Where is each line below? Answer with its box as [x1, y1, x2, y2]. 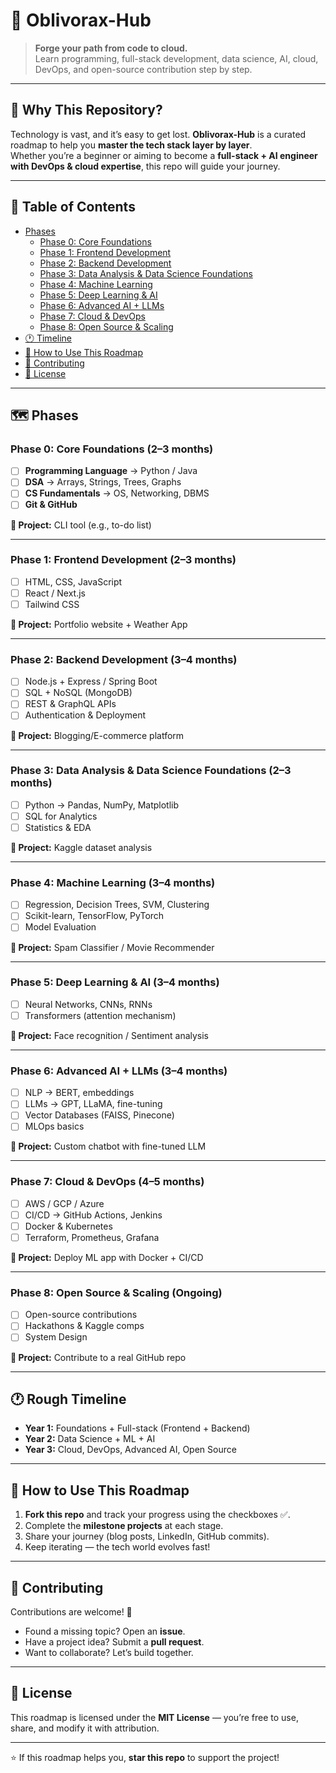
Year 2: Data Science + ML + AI [24, 1433, 156, 1445]
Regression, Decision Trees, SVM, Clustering [24, 899, 210, 911]
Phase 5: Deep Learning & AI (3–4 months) [10, 975, 220, 989]
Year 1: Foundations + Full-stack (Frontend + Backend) [24, 1422, 251, 1434]
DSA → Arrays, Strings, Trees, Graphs [24, 476, 182, 488]
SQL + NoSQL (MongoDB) [24, 687, 133, 699]
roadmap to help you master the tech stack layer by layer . [10, 139, 253, 151]
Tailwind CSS [24, 598, 80, 610]
